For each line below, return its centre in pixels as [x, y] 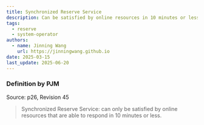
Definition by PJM [33, 84]
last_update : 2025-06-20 [38, 62]
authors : [17, 40]
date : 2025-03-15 [28, 57]
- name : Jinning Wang [39, 46]
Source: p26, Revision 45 [38, 97]
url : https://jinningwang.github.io [64, 52]
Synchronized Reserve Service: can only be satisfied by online [99, 109]
